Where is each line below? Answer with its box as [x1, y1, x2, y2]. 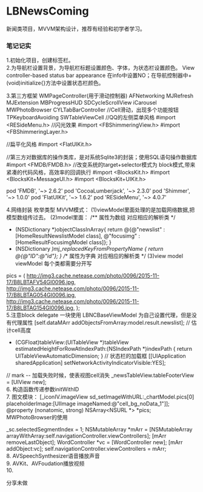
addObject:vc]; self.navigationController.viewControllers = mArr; [6, 445, 167, 453]
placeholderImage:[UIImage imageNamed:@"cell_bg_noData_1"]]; [6, 400, 170, 407]
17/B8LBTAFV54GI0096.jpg [6, 279, 75, 286]
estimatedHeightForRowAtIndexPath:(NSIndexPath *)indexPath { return [15, 345, 193, 353]
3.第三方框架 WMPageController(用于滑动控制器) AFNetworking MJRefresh [6, 92, 194, 99]
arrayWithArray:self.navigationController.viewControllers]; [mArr [6, 432, 167, 440]
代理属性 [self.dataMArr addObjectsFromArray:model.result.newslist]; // [11, 319, 190, 327]
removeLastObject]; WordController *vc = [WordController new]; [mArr [6, 439, 183, 446]
